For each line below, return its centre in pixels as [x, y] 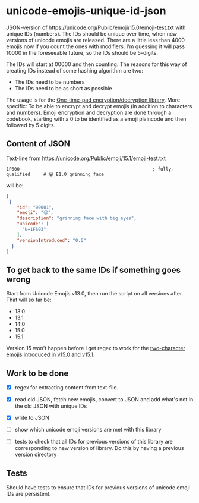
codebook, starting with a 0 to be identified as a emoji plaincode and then [96, 119]
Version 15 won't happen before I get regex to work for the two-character [96, 348]
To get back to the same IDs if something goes [94, 270]
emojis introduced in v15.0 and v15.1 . [50, 354]
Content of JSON [38, 144]
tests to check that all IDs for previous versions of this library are [94, 442]
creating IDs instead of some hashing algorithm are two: [75, 70]
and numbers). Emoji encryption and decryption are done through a [89, 112]
